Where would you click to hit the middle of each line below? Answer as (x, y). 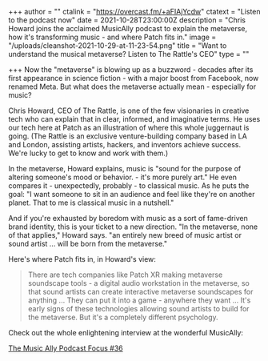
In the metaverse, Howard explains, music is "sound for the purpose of (125, 168)
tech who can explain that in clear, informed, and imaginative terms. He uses (134, 119)
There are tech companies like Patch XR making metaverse (125, 275)
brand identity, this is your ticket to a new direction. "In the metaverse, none (133, 227)
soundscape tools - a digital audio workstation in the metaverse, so (138, 283)
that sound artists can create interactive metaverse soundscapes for (140, 292)
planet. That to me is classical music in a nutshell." (91, 203)
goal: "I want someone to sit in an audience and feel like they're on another (132, 194)
